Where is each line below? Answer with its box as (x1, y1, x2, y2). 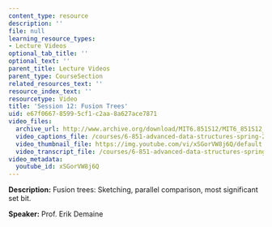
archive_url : (15, 125, 60, 133)
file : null (8, 27, 45, 35)
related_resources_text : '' (8, 79, 104, 88)
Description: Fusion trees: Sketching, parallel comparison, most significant (8, 185, 258, 195)
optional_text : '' (8, 58, 70, 66)
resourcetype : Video (8, 95, 79, 103)
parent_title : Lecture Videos (8, 65, 111, 73)
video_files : (8, 118, 53, 126)
